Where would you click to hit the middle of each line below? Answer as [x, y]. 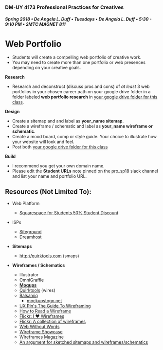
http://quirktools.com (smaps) [49, 256]
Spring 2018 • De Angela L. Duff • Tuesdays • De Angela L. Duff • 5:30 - [78, 19]
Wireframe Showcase [41, 332]
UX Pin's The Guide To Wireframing [55, 306]
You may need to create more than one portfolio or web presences [79, 62]
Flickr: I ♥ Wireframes [42, 316]
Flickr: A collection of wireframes [53, 322]
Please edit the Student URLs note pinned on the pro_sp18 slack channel [85, 171]
